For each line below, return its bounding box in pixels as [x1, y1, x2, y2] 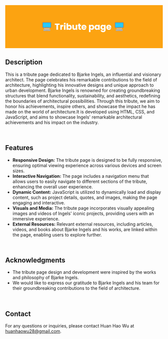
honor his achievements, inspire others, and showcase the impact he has [5, 103, 156, 109]
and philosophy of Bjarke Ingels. [12, 275, 79, 281]
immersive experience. [12, 215, 60, 221]
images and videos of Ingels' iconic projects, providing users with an [12, 210, 154, 216]
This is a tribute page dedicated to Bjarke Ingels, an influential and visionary [5, 71, 161, 77]
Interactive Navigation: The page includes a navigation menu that [12, 173, 149, 179]
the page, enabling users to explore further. [12, 232, 102, 238]
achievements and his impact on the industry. [5, 119, 99, 125]
